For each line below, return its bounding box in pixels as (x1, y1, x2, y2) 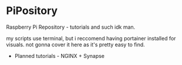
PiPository (6, 4, 58, 18)
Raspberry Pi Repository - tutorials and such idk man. (6, 23, 136, 30)
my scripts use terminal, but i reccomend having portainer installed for (6, 35, 176, 42)
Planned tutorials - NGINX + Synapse (14, 52, 105, 59)
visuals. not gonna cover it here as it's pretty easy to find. (6, 41, 145, 48)
